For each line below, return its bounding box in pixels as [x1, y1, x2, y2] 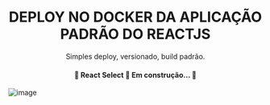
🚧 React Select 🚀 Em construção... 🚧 [73, 70, 197, 79]
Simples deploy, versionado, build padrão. [65, 51, 206, 61]
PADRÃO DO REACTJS [60, 25, 211, 43]
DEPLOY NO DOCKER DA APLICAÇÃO [8, 8, 263, 26]
